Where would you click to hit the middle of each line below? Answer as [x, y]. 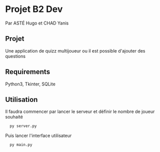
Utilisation [22, 99]
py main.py [21, 145]
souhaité [14, 117]
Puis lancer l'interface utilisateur [38, 135]
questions [16, 56]
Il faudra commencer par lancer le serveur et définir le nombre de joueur [80, 111]
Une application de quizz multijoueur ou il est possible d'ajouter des [75, 50]
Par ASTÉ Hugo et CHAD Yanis [37, 23]
